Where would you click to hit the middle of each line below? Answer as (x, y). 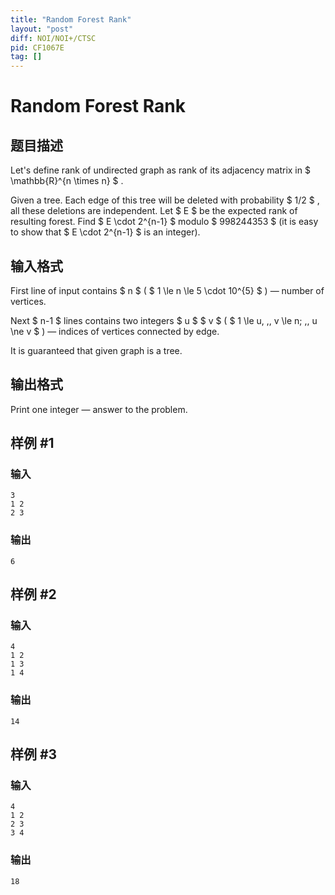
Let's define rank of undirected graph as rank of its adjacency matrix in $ (160, 170)
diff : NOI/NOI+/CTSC (53, 38)
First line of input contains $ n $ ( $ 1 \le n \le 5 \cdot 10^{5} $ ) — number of (167, 290)
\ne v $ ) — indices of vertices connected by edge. (115, 331)
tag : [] (26, 57)
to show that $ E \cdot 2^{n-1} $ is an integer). (105, 232)
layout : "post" (42, 29)
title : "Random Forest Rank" (71, 19)
